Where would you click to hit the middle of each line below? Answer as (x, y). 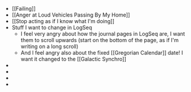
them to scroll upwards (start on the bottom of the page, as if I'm (100, 40)
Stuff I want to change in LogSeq (52, 27)
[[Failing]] (24, 9)
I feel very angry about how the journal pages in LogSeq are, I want (103, 34)
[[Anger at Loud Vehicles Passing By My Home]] (71, 15)
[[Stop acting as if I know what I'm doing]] (63, 21)
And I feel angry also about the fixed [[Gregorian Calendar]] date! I (102, 53)
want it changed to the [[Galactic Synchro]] (73, 59)
